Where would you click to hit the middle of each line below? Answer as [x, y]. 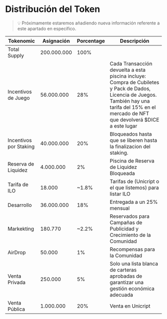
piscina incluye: [128, 76]
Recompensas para [132, 249]
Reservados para [130, 216]
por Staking [21, 147]
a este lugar [124, 126]
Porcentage [91, 41]
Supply [16, 55]
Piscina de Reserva [132, 160]
